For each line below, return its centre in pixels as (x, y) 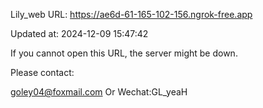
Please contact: (42, 72)
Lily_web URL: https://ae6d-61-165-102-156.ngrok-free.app (131, 14)
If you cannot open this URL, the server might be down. (124, 53)
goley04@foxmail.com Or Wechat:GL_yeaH (99, 92)
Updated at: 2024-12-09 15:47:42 (79, 33)
